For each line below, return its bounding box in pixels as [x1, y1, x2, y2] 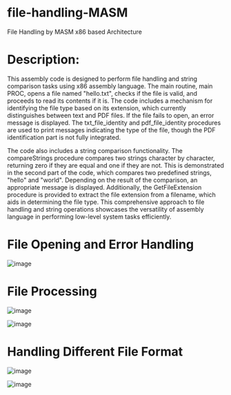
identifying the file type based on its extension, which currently [7, 103, 186, 112]
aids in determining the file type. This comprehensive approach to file [7, 198, 205, 206]
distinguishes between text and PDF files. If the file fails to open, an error [7, 111, 214, 119]
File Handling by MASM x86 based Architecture [7, 28, 143, 36]
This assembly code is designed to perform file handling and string [7, 74, 198, 83]
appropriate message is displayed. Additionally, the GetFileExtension [7, 183, 202, 191]
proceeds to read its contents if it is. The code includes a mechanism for [7, 97, 213, 105]
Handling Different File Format [7, 343, 183, 359]
